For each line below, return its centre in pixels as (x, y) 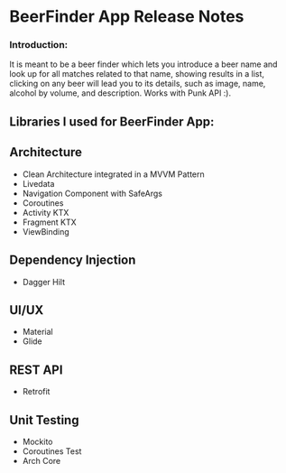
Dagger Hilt (44, 282)
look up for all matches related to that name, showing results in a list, (137, 74)
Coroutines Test (52, 451)
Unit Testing (44, 420)
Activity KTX (46, 212)
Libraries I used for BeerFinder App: (112, 121)
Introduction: (39, 45)
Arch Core (42, 460)
